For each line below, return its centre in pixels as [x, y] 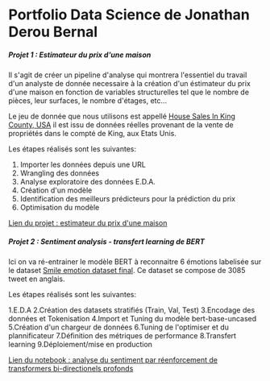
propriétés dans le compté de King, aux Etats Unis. [93, 134]
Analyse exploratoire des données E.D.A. [87, 182]
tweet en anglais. [37, 279]
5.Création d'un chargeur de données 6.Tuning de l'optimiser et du [119, 327]
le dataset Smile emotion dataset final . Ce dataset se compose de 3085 [127, 271]
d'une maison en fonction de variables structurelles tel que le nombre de [129, 92]
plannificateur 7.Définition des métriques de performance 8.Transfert [122, 336]
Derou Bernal [53, 32]
